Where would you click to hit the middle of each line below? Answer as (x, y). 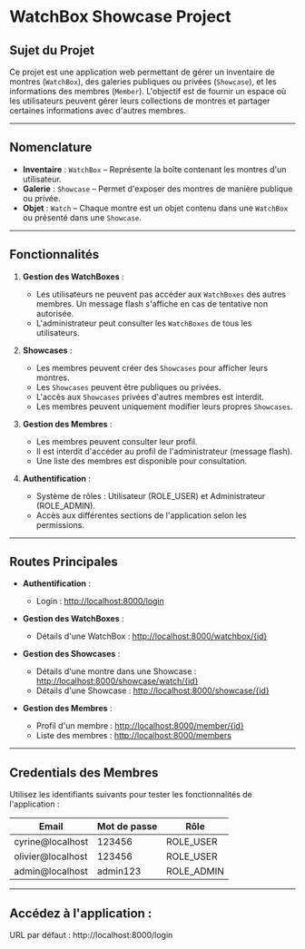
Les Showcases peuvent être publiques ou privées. (128, 386)
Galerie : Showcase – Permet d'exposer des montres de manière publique (157, 189)
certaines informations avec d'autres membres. (98, 110)
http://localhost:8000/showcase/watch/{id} (117, 681)
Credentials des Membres (84, 773)
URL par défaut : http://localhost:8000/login (91, 935)
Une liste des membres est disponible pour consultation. (142, 461)
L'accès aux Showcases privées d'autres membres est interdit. (150, 396)
